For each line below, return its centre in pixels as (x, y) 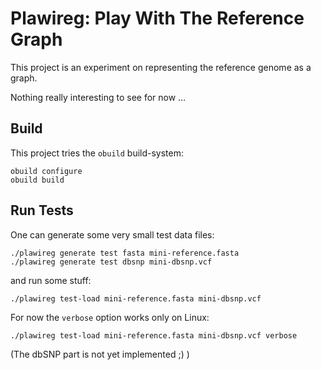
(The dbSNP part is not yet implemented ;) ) (100, 354)
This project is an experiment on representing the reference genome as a (161, 67)
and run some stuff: (51, 280)
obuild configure (46, 171)
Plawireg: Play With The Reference (157, 18)
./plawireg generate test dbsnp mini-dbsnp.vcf (111, 262)
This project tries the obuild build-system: (97, 153)
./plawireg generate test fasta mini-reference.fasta (125, 253)
